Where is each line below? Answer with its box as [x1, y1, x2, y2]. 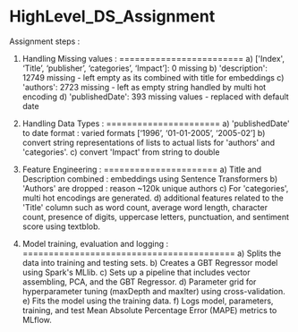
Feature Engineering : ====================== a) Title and [21, 164, 262, 175]
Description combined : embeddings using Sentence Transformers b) [21, 173, 278, 184]
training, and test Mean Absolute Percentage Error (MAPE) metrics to [21, 304, 277, 315]
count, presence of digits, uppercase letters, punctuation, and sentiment [21, 211, 289, 222]
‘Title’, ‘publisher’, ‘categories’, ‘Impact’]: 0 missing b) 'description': [21, 63, 268, 73]
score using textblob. [21, 221, 101, 232]
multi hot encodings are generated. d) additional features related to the [21, 192, 284, 203]
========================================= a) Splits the [21, 248, 282, 259]
